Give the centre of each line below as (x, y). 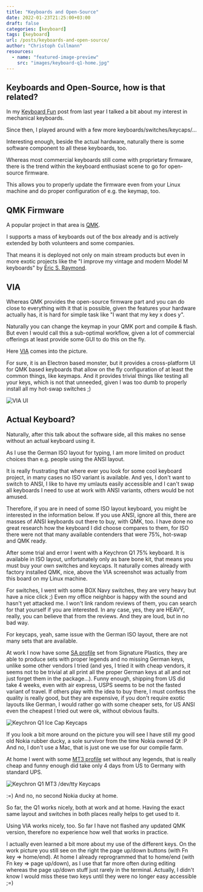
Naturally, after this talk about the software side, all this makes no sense (96, 434)
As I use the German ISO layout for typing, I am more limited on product (95, 452)
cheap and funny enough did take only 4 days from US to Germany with (96, 765)
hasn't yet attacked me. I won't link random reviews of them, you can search (101, 603)
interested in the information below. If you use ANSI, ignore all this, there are (101, 515)
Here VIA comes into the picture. (47, 351)
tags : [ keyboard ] (28, 35)
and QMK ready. (27, 541)
